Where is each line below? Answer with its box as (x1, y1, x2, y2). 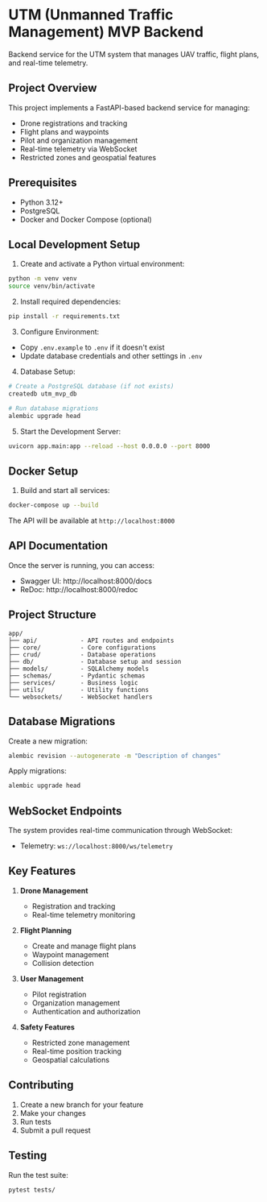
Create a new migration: (8, 736, 88, 746)
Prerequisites (8, 176, 77, 190)
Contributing (8, 1078, 74, 1092)
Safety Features (19, 1022, 75, 1032)
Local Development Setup (8, 238, 141, 251)
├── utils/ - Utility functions (8, 686, 150, 694)
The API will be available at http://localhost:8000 (8, 516, 175, 525)
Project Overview (8, 81, 97, 95)
